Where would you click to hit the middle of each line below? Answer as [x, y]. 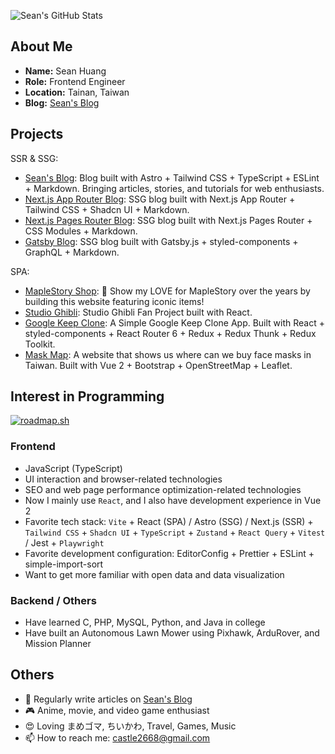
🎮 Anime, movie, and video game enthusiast [117, 710]
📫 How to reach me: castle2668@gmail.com [117, 737]
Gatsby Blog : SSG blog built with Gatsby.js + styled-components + [161, 241]
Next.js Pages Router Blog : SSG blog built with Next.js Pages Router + [168, 220]
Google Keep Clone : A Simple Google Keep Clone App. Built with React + [174, 322]
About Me [41, 46]
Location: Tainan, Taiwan [77, 92]
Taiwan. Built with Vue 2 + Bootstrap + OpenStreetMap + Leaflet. [158, 365]
